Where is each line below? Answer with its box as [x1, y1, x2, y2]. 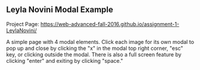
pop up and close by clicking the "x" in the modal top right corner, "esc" [6, 44, 183, 52]
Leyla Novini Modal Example [6, 5, 113, 15]
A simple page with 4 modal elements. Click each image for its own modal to [6, 38, 195, 45]
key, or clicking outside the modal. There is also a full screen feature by [6, 50, 182, 58]
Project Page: [6, 20, 40, 27]
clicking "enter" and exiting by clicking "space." [6, 57, 124, 64]
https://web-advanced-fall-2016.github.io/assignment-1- [40, 20, 180, 27]
